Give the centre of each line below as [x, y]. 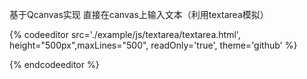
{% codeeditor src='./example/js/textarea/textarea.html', [125, 34]
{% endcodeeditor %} [54, 64]
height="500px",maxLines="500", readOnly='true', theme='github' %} [153, 45]
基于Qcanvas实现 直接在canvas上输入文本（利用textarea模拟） [139, 14]
